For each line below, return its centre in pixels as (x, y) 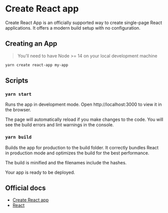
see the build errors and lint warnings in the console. (59, 125)
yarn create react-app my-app (37, 65)
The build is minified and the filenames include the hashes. (66, 162)
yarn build (18, 137)
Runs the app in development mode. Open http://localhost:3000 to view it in (83, 104)
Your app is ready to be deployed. (40, 172)
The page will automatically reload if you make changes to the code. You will (84, 120)
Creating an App (31, 44)
